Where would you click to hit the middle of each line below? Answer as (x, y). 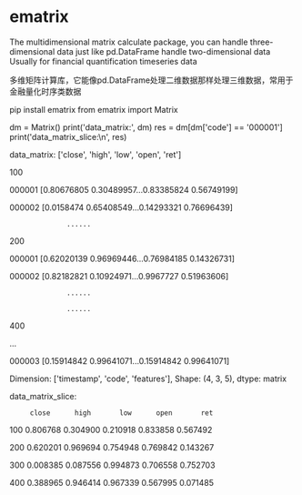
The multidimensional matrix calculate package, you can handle (129, 42)
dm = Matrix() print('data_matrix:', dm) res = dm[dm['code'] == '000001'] (146, 127)
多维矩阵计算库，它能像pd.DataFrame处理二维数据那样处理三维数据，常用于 (151, 80)
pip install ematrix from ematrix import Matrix (94, 109)
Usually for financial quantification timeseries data (103, 61)
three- (262, 42)
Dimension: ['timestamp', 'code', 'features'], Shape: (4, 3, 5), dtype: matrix (148, 379)
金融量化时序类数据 (45, 91)
